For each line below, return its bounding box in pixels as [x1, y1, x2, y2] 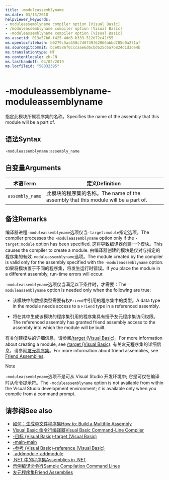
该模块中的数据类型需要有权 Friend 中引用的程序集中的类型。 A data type [12, 297, 160, 303]
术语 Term [13, 180, 36, 187]
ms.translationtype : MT [5, 49, 55, 55]
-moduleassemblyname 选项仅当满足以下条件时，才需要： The [5, 281, 127, 287]
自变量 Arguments [5, 164, 61, 172]
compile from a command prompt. [5, 391, 76, 397]
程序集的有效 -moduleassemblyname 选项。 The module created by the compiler [5, 253, 163, 259]
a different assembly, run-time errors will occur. [5, 271, 104, 277]
